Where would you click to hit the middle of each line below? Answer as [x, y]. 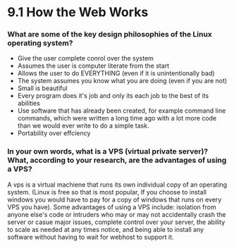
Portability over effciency [54, 133]
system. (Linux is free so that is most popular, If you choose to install [107, 192]
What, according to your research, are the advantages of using [117, 161]
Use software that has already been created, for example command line [122, 111]
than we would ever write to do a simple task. [83, 126]
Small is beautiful [43, 88]
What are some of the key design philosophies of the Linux [110, 35]
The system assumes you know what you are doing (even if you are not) [122, 81]
